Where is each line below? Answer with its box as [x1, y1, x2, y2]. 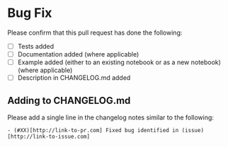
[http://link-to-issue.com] [7, 133, 91, 140]
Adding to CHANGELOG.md [7, 94, 131, 107]
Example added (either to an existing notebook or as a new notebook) [17, 58, 222, 66]
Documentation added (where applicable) [17, 50, 139, 58]
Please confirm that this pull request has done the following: [7, 28, 183, 37]
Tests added [17, 42, 55, 50]
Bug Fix [7, 5, 52, 21]
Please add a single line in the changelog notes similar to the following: [7, 113, 215, 122]
